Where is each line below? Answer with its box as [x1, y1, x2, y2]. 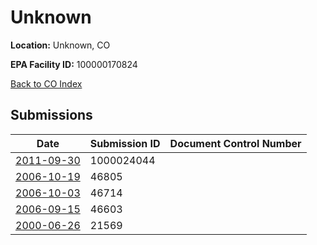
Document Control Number [169, 136, 302, 150]
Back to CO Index [10, 77, 83, 90]
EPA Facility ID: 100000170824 [10, 58, 138, 70]
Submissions [10, 107, 93, 124]
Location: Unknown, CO [10, 39, 111, 51]
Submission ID [89, 136, 161, 150]
